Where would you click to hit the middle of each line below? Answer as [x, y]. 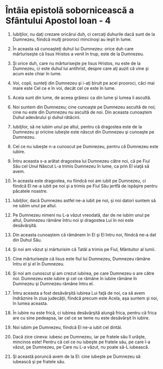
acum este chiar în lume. [37, 73]
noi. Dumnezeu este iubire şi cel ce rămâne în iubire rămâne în [75, 278]
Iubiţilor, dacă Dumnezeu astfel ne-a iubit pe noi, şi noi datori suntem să [84, 200]
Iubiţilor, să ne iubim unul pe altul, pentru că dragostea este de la [77, 127]
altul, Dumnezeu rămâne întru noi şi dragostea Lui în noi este [73, 220]
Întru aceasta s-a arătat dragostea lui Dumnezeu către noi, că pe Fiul [81, 161]
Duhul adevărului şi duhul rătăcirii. [47, 117]
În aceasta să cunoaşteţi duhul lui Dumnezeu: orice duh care [73, 49]
